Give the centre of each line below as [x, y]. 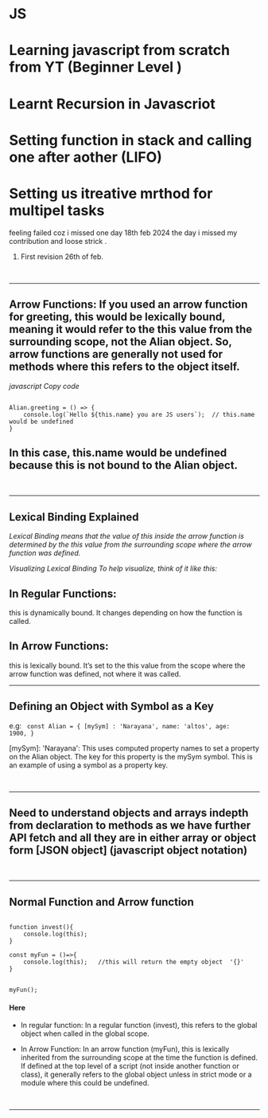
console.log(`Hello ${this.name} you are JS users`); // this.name [139, 414]
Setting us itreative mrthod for [111, 193]
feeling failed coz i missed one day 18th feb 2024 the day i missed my [123, 233]
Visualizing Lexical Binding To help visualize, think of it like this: [113, 569]
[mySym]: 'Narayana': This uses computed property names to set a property [134, 748]
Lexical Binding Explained [74, 517]
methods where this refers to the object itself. [125, 367]
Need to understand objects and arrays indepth [129, 812]
